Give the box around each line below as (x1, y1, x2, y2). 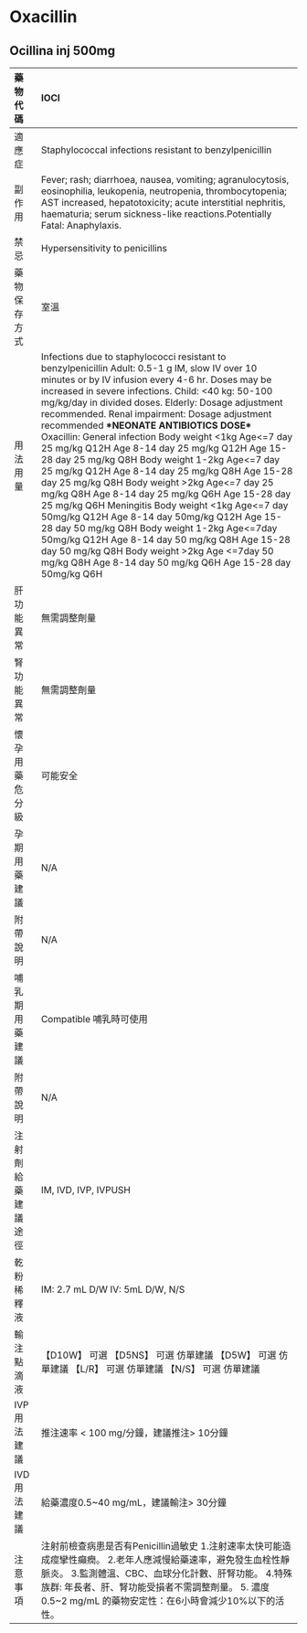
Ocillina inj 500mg (9, 43, 116, 59)
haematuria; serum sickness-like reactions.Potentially (40, 208, 272, 220)
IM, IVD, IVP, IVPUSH (40, 1184, 131, 1196)
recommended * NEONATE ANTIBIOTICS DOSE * (40, 419, 252, 432)
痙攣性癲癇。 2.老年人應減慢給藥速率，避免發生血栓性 (49, 1553, 281, 1565)
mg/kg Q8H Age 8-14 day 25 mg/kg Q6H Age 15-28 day (40, 487, 291, 500)
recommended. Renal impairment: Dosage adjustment (40, 408, 272, 420)
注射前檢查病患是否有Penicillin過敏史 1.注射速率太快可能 (40, 1540, 283, 1552)
